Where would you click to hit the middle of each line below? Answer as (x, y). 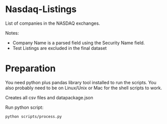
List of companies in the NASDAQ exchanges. (53, 23)
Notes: (12, 33)
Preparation (31, 69)
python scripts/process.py (34, 116)
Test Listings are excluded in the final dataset (60, 48)
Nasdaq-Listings (41, 9)
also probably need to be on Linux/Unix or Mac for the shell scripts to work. (84, 88)
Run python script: (24, 107)
